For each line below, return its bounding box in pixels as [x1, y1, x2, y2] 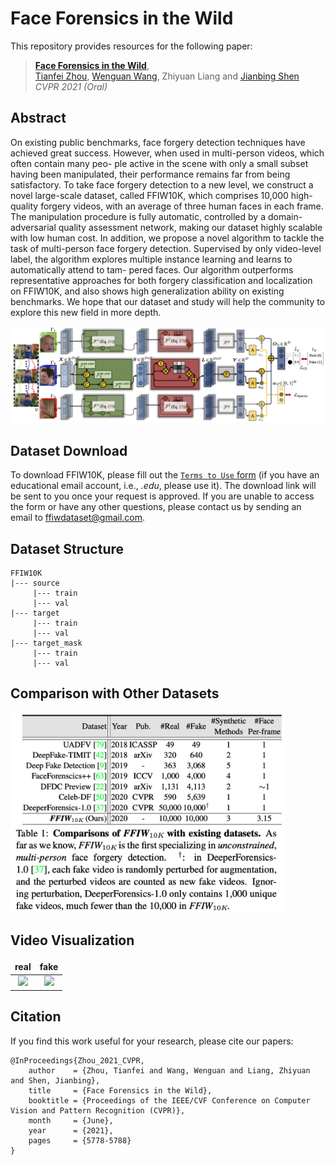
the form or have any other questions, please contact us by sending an [10, 501, 302, 513]
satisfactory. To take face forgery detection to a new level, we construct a [10, 178, 314, 191]
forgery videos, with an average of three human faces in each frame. [40, 200, 324, 212]
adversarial [10, 221, 57, 233]
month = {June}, [28, 1115, 114, 1126]
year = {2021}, [28, 1125, 114, 1136]
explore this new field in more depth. [10, 306, 162, 318]
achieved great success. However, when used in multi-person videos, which [10, 147, 325, 159]
